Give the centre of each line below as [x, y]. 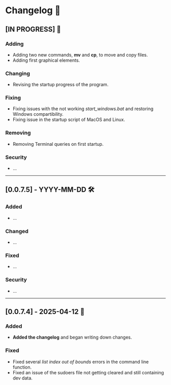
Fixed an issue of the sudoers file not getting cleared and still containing [88, 372]
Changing [18, 73]
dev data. [23, 378]
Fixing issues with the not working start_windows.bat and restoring [83, 109]
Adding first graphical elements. [46, 60]
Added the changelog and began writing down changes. [72, 337]
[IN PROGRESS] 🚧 [33, 29]
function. [22, 367]
